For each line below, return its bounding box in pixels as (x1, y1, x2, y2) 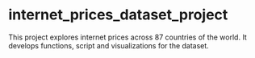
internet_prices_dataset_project (8, 6, 228, 24)
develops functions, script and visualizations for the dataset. (8, 40, 210, 50)
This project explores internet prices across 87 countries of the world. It (8, 32, 248, 42)
